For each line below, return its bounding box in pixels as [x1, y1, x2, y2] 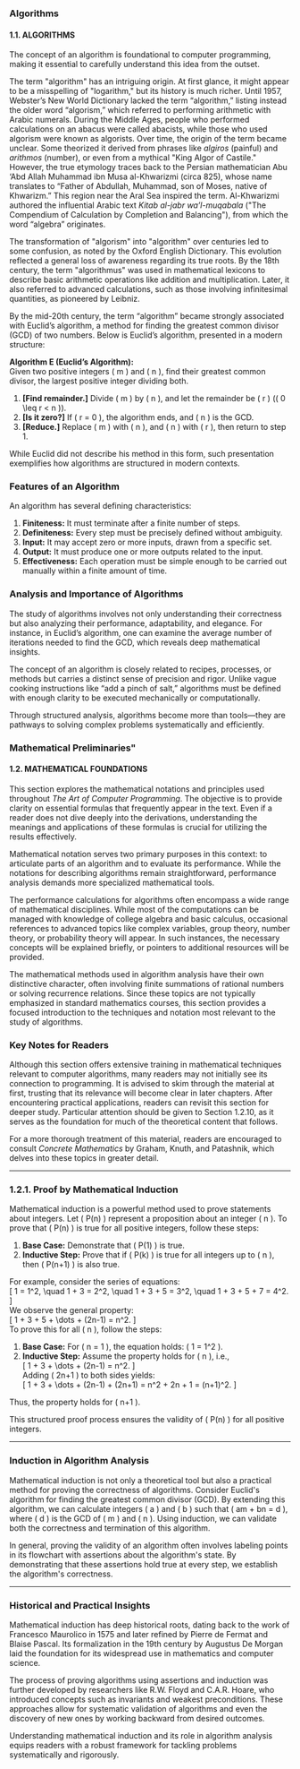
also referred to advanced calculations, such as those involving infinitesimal [9, 284, 288, 295]
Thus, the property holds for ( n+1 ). [9, 1396, 141, 1408]
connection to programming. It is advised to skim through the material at [9, 1078, 275, 1089]
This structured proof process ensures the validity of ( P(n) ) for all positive [9, 1414, 285, 1425]
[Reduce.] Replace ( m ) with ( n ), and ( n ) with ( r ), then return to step [21, 422, 287, 433]
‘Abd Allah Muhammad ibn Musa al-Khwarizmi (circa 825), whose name [9, 171, 272, 182]
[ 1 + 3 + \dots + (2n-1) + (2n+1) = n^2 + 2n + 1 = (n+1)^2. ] [21, 1379, 237, 1390]
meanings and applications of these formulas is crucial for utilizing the [9, 821, 268, 832]
